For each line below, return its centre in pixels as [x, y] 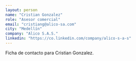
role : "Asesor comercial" [33, 19]
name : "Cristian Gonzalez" [34, 15]
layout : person [21, 10]
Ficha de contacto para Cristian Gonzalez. [50, 53]
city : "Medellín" [24, 29]
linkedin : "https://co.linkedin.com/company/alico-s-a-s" [68, 39]
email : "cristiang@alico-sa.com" [41, 24]
